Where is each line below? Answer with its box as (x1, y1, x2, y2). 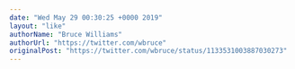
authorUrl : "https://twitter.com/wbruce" (9, 38, 167, 47)
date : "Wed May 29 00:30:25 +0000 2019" (9, 13, 164, 22)
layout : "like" (9, 22, 67, 30)
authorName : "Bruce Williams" (9, 30, 123, 39)
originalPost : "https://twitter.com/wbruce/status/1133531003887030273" (9, 47, 288, 56)
